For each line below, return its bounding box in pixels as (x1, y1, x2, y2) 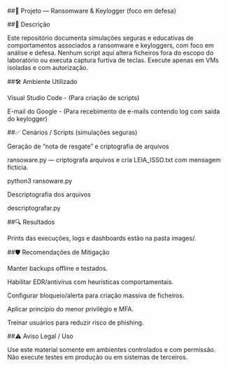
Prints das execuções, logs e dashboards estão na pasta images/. (7, 234, 197, 242)
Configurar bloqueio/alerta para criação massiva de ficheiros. (7, 291, 185, 299)
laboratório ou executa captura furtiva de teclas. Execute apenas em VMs (7, 56, 219, 64)
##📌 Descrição (7, 20, 50, 28)
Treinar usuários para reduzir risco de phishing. (7, 318, 144, 327)
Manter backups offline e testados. (7, 264, 108, 272)
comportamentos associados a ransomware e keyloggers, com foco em (7, 41, 215, 49)
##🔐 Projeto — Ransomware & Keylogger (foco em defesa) (7, 7, 177, 15)
